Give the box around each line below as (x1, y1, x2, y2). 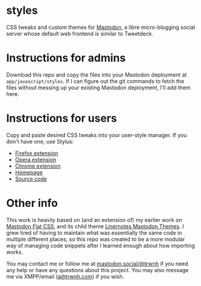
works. (6, 248, 23, 255)
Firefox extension (14, 149, 58, 157)
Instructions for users (6, 112, 117, 126)
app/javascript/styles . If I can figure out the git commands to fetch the (6, 77, 185, 84)
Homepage (14, 168, 43, 176)
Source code (14, 175, 47, 182)
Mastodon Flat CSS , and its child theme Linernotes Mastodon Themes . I (6, 223, 184, 230)
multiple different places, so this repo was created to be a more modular (6, 235, 185, 243)
